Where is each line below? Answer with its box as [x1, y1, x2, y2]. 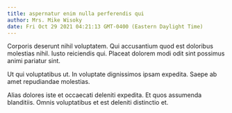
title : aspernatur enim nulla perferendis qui [7, 10, 144, 17]
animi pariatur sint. [7, 57, 61, 65]
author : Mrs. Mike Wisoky [7, 17, 82, 24]
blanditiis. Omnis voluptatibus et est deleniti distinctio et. [7, 98, 169, 107]
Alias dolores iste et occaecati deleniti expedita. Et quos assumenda [7, 91, 202, 99]
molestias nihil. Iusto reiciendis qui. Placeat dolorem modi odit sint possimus [7, 49, 225, 58]
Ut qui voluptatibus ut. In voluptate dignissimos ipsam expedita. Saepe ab [7, 70, 217, 78]
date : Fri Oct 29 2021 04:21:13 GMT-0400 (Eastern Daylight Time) [7, 23, 204, 30]
